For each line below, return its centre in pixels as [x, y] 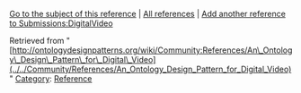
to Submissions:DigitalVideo [62, 23]
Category [32, 79]
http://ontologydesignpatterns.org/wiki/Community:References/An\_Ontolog [152, 50]
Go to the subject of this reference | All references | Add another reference [147, 14]
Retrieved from [37, 41]
